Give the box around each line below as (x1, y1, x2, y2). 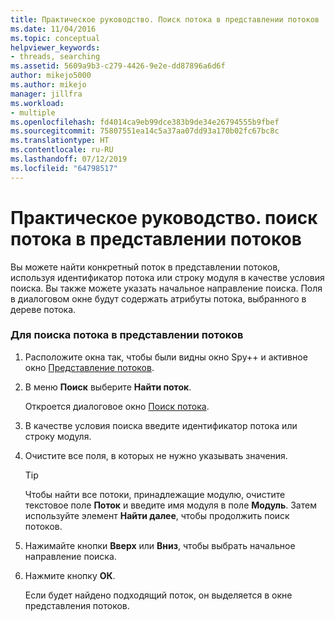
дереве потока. (10, 303, 77, 315)
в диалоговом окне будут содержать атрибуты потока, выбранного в (10, 292, 307, 305)
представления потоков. (24, 599, 130, 611)
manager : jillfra (10, 89, 83, 99)
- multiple (10, 107, 56, 118)
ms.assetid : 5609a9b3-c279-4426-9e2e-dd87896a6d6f (10, 61, 226, 71)
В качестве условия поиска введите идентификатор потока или (24, 419, 298, 431)
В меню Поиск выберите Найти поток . (24, 381, 192, 393)
